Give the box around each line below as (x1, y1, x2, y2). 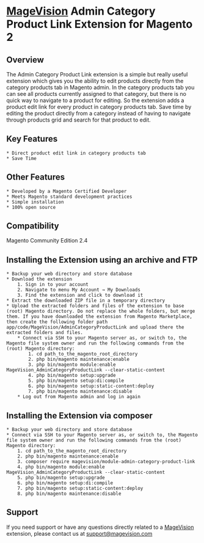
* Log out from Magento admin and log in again (17, 394, 140, 400)
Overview (6, 54, 45, 65)
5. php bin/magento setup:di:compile (28, 377, 124, 384)
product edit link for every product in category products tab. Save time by (6, 103, 192, 111)
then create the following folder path (6, 319, 108, 325)
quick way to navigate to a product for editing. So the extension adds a (6, 97, 184, 104)
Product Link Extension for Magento (6, 17, 193, 31)
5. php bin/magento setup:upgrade (17, 475, 105, 481)
